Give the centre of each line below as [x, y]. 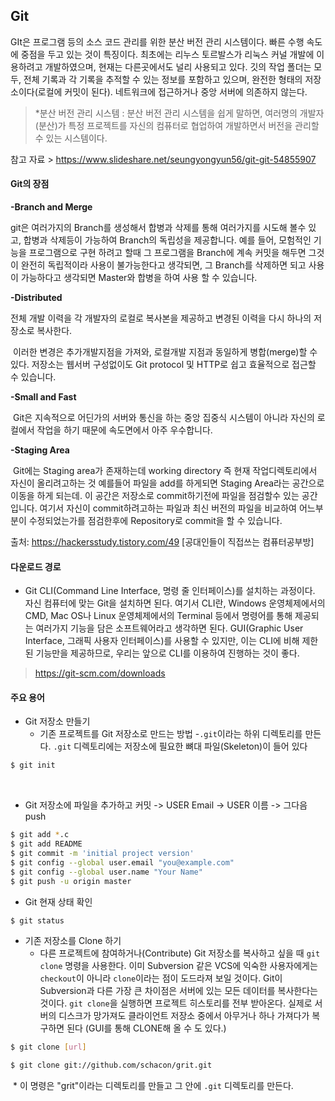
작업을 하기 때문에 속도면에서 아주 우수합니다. [124, 430]
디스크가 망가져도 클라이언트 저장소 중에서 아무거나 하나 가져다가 [184, 1016]
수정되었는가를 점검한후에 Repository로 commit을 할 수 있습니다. [155, 521]
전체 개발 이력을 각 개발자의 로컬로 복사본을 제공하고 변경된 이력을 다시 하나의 [161, 318]
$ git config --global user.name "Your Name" [106, 872]
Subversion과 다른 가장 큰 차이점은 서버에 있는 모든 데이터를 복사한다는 [178, 991]
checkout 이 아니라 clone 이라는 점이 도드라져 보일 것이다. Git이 [161, 978]
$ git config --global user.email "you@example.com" [122, 862]
